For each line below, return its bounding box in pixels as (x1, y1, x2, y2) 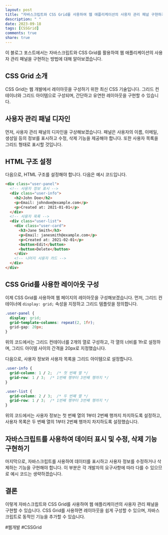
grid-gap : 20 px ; (9, 324, 43, 330)
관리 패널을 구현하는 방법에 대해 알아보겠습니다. (10, 55, 103, 61)
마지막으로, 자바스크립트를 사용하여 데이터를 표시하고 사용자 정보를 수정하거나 (5, 458, 156, 464)
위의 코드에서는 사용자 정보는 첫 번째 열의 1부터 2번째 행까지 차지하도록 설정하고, (5, 412, 161, 418)
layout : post (5, 7, 32, 12)
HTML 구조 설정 (5, 157, 52, 165)
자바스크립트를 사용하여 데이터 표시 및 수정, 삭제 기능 (5, 434, 157, 443)
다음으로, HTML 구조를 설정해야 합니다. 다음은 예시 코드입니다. (5, 171, 127, 177)
